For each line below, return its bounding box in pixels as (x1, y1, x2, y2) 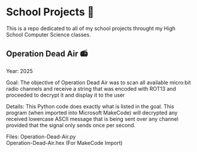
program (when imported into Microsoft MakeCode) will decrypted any (6, 109, 178, 116)
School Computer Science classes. (6, 31, 91, 38)
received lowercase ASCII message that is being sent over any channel (6, 115, 179, 123)
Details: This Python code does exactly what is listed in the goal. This (6, 103, 175, 110)
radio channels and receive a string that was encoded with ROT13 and (6, 85, 176, 92)
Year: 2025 (6, 67, 34, 74)
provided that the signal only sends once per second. (6, 121, 136, 128)
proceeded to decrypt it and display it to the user (6, 91, 125, 98)
